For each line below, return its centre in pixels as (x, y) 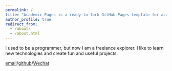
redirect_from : (21, 24)
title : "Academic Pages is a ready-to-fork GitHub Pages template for (82, 15)
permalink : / (19, 10)
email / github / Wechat (27, 63)
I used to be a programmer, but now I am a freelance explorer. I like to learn (84, 48)
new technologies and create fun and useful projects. (62, 53)
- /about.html (25, 33)
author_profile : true (28, 19)
